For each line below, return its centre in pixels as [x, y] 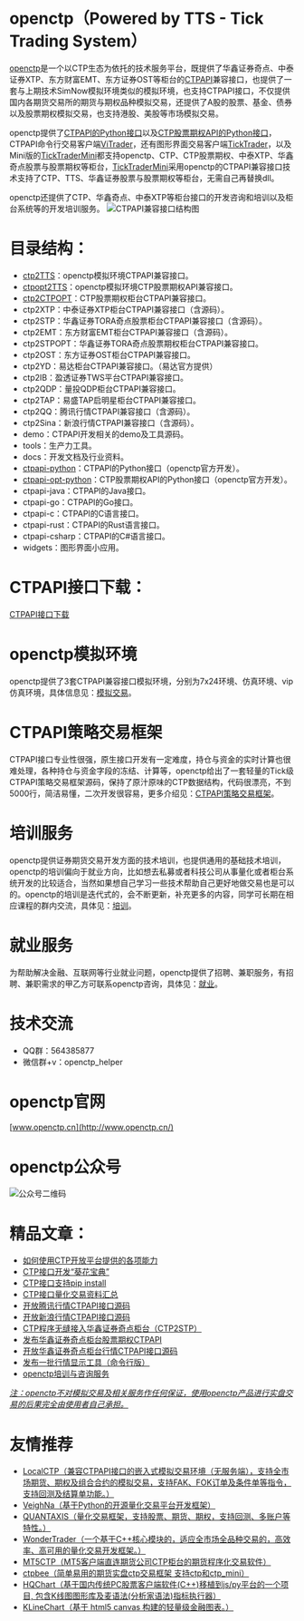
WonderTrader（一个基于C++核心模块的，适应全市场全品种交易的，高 [152, 1539]
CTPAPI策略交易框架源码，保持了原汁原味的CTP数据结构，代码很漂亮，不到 [150, 781]
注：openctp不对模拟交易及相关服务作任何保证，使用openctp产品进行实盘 [147, 1393]
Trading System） [78, 41]
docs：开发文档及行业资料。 [76, 456]
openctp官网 [57, 1102]
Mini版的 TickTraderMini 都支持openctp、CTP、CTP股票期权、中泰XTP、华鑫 [152, 155]
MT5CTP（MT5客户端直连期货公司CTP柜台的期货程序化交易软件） [147, 1562]
